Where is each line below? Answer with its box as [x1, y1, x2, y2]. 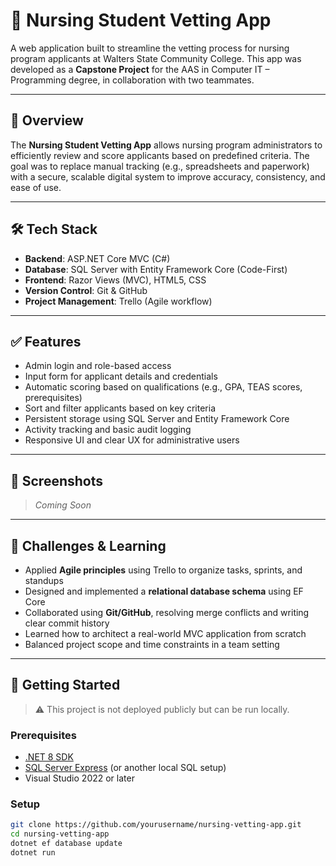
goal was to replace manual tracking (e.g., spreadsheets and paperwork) [10, 160, 310, 172]
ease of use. [10, 181, 62, 193]
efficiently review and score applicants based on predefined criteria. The [10, 149, 310, 161]
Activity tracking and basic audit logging [24, 424, 192, 436]
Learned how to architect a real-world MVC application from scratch [24, 628, 307, 639]
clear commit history [24, 617, 110, 629]
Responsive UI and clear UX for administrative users [24, 434, 240, 446]
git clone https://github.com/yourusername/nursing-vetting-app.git [10, 820, 302, 830]
